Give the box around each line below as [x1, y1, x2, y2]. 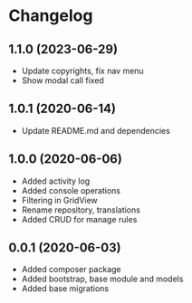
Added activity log [21, 175, 91, 186]
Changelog [8, 5, 93, 26]
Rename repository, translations [21, 204, 141, 215]
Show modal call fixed [21, 75, 105, 86]
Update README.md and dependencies [21, 125, 171, 136]
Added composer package [21, 264, 121, 275]
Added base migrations [21, 283, 110, 294]
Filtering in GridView [21, 194, 99, 205]
